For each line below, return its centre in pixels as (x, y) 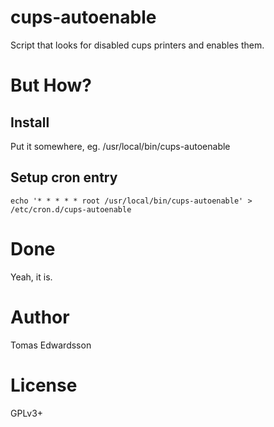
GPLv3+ (27, 413)
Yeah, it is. (31, 277)
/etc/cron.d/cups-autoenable (71, 209)
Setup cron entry (64, 177)
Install (30, 122)
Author (40, 317)
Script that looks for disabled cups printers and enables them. (137, 45)
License (44, 385)
